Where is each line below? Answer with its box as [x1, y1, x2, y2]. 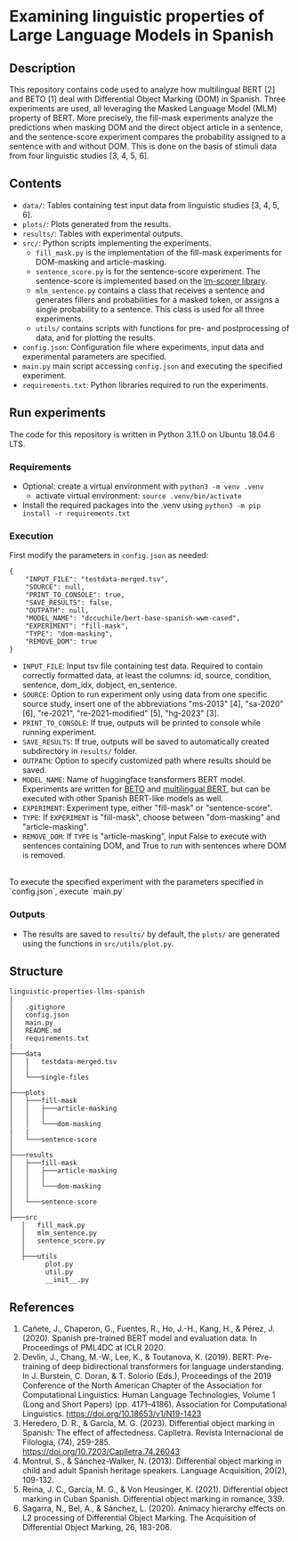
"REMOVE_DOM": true [25, 637, 98, 646]
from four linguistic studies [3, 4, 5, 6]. [9, 150, 149, 161]
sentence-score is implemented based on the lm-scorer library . [35, 275, 268, 286]
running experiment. [21, 727, 97, 738]
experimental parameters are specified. [21, 351, 167, 361]
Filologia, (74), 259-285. [21, 1437, 111, 1448]
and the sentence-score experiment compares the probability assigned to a [9, 132, 286, 142]
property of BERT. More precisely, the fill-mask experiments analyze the [9, 113, 274, 123]
